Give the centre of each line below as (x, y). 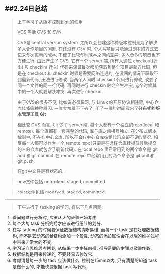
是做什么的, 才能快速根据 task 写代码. (50, 266)
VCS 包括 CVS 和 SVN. (40, 32)
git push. (26, 161)
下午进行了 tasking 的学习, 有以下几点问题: (60, 207)
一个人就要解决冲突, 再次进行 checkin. (64, 91)
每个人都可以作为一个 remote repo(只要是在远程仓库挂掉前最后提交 (89, 143)
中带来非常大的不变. (32, 242)
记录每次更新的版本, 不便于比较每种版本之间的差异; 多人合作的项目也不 (88, 55)
